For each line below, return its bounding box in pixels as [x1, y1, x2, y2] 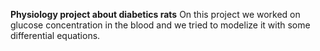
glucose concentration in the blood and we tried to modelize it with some [10, 19, 311, 31]
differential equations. [10, 30, 101, 41]
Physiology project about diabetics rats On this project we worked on [10, 9, 301, 20]
